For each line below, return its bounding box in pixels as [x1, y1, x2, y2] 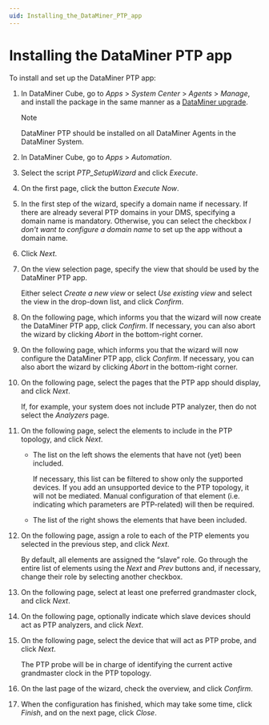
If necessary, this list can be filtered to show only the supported [32, 474, 243, 483]
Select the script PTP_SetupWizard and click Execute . [20, 168, 199, 177]
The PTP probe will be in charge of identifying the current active [20, 659, 233, 669]
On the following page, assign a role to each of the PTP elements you [20, 531, 250, 540]
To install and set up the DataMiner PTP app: [9, 73, 157, 83]
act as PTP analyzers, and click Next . [20, 620, 143, 629]
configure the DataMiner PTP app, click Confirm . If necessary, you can [20, 353, 255, 363]
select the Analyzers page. [20, 410, 110, 420]
